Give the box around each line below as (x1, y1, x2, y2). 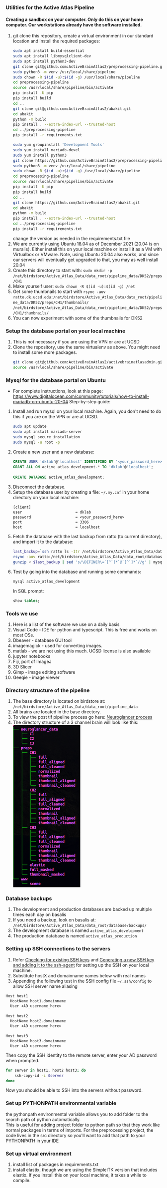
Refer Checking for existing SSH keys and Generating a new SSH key (12, 956, 155, 962)
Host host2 (5, 1013, 28, 1018)
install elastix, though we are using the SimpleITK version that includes (12, 1167, 158, 1173)
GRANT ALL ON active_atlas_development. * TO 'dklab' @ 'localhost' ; (12, 464, 154, 469)
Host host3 (5, 1033, 28, 1038)
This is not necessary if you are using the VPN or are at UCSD (12, 339, 140, 345)
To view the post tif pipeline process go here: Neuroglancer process (12, 714, 153, 720)
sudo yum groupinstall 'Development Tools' (12, 142, 105, 147)
